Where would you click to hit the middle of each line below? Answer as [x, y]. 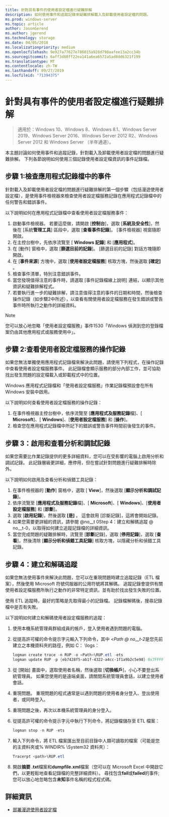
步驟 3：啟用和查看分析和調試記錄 [58, 443]
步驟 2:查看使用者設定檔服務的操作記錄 [65, 350]
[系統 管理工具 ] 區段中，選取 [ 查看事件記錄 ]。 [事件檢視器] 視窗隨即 [92, 230]
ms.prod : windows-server [31, 19]
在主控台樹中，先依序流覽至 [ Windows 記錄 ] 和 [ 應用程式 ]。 [75, 242]
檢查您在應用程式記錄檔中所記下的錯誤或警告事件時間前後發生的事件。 [85, 426]
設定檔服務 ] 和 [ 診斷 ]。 [36, 509]
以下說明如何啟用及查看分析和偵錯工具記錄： [52, 480]
